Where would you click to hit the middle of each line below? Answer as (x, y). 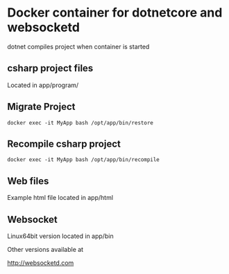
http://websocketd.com (41, 263)
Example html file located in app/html (60, 198)
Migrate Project (41, 107)
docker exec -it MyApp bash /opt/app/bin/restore (80, 122)
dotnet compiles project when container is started (78, 46)
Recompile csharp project (64, 144)
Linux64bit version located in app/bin (60, 236)
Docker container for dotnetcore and (115, 13)
